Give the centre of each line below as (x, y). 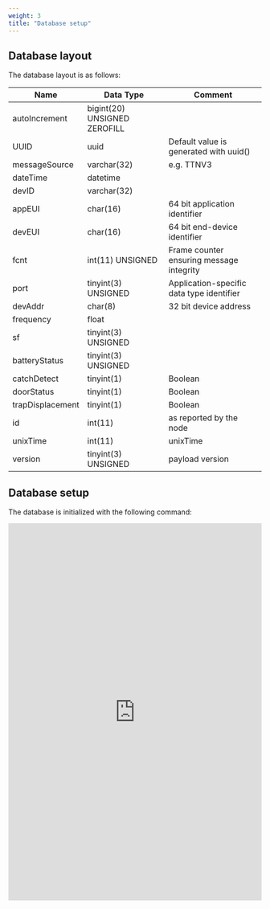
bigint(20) (106, 109)
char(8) (102, 306)
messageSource (43, 165)
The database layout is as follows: (65, 75)
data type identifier (204, 293)
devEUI (26, 232)
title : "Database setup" (50, 23)
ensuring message (203, 260)
